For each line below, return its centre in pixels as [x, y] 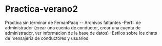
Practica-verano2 [41, 9]
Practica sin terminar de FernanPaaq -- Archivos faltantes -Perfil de [73, 23]
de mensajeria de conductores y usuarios [47, 38]
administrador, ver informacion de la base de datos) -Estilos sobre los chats [81, 33]
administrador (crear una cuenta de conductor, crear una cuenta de [73, 27]
